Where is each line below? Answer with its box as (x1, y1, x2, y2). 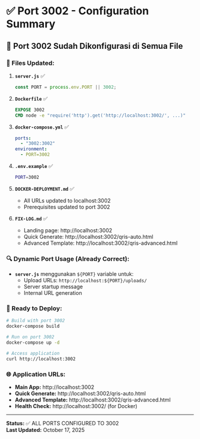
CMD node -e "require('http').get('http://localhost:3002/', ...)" (14, 112, 186, 119)
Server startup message (23, 283, 83, 290)
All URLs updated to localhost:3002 (23, 197, 111, 204)
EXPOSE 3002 (14, 107, 45, 113)
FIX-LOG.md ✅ (14, 214, 48, 222)
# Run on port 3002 (6, 334, 55, 340)
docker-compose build (6, 323, 60, 329)
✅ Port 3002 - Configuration (6, 4, 149, 18)
